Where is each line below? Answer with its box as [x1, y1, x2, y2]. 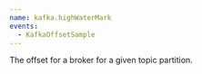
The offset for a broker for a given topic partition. [9, 55, 193, 66]
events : [9, 22, 39, 31]
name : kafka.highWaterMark [9, 13, 112, 23]
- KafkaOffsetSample [17, 30, 96, 39]
